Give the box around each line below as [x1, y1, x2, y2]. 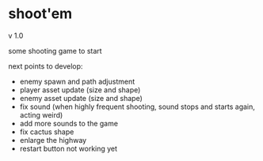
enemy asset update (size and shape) [19, 93, 143, 103]
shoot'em [8, 5, 73, 23]
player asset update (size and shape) [19, 84, 141, 95]
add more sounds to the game [19, 118, 119, 128]
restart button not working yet [19, 144, 117, 153]
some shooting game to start [8, 46, 102, 55]
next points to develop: [8, 61, 83, 71]
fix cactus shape [19, 127, 74, 137]
